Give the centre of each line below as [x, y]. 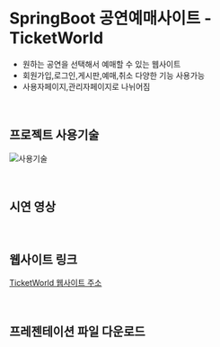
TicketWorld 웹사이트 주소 [56, 283]
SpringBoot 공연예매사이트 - [111, 18]
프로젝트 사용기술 [54, 135]
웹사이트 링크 [44, 259]
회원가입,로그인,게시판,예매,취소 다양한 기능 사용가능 [113, 75]
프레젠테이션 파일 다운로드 [77, 331]
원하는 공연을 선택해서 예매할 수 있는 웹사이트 [101, 64]
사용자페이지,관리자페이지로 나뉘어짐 [86, 86]
